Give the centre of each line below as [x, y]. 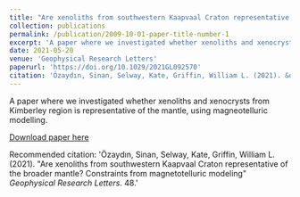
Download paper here [49, 137]
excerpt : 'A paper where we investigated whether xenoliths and [131, 42]
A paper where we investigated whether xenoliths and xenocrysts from [140, 101]
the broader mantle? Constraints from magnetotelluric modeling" [128, 173]
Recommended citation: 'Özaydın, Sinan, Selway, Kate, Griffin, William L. [142, 154]
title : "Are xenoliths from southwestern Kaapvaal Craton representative [150, 17]
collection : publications [57, 26]
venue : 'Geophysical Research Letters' [83, 59]
